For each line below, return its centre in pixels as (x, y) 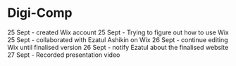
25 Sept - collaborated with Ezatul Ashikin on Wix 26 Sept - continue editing (118, 39)
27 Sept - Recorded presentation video (64, 55)
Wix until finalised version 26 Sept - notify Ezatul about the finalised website (118, 47)
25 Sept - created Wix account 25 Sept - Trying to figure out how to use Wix (118, 32)
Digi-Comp (40, 13)
